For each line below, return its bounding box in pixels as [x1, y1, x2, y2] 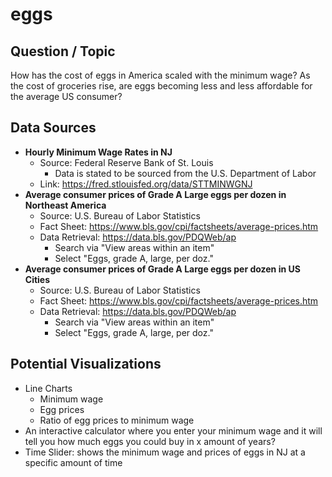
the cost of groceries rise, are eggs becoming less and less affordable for [10, 80, 313, 92]
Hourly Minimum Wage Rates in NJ [24, 146, 173, 158]
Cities [24, 273, 51, 285]
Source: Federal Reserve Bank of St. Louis [39, 156, 214, 168]
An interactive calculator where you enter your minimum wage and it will [24, 424, 323, 437]
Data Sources [10, 119, 97, 137]
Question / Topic [10, 43, 116, 60]
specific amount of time [24, 456, 123, 468]
